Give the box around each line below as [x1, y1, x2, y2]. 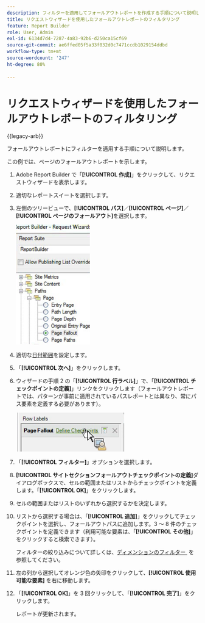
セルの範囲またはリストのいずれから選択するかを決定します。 [15, 500, 170, 507]
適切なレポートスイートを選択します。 [15, 192, 112, 199]
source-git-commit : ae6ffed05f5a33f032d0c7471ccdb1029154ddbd [7, 42, 168, 48]
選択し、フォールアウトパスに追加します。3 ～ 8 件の [47, 520, 181, 528]
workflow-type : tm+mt [7, 49, 62, 55]
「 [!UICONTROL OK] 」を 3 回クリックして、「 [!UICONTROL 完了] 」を [15, 589, 190, 597]
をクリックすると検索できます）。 [15, 536, 99, 543]
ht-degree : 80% [7, 61, 46, 67]
